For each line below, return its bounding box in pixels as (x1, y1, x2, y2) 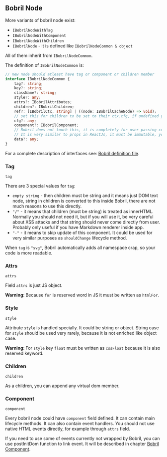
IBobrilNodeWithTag (12, 27, 53, 33)
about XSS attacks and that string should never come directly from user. (12, 219, 161, 225)
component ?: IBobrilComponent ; (14, 123, 79, 128)
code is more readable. (5, 250, 53, 256)
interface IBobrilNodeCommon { (5, 76, 70, 81)
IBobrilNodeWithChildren (12, 38, 64, 43)
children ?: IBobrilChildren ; (14, 104, 75, 109)
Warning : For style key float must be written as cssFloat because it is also (5, 345, 161, 351)
